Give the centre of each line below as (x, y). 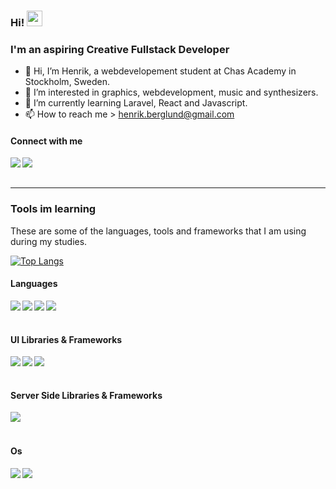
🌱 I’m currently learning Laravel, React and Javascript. (136, 103)
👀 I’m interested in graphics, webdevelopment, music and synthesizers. (171, 92)
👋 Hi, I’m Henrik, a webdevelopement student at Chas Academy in (160, 71)
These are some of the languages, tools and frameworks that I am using (158, 231)
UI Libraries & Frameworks (66, 339)
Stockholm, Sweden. (67, 82)
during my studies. (49, 241)
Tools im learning (53, 209)
